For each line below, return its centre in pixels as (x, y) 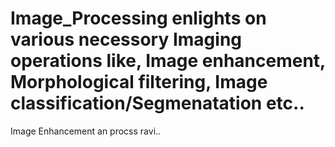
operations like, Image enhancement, (168, 61)
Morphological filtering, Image (139, 82)
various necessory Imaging (126, 39)
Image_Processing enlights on (138, 18)
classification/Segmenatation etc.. (157, 103)
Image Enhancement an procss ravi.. (86, 131)
